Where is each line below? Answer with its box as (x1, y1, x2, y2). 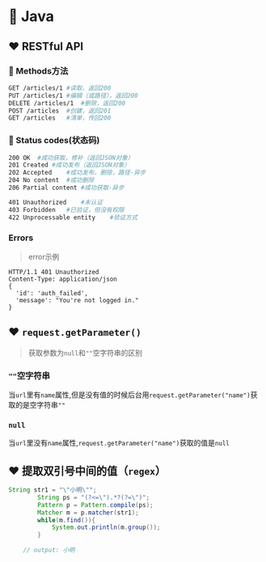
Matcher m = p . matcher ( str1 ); (37, 509, 139, 517)
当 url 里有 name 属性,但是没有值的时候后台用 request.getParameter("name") (8, 390, 251, 399)
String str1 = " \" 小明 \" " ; (8, 486, 97, 494)
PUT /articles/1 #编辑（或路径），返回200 (8, 91, 139, 99)
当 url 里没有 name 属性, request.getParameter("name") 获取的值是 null (8, 438, 230, 448)
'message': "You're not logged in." (15, 296, 139, 304)
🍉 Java (8, 7, 54, 26)
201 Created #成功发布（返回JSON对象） (8, 161, 131, 169)
